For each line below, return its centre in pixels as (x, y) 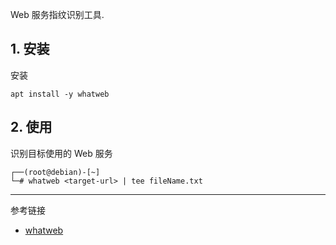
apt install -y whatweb (60, 94)
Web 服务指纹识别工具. (57, 14)
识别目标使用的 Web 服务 (61, 153)
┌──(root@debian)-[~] (55, 172)
